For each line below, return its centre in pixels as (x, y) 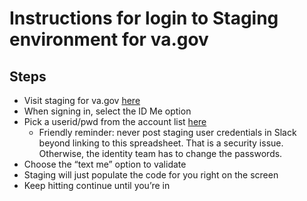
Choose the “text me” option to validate (105, 164)
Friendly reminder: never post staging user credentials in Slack (167, 132)
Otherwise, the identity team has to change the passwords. (160, 153)
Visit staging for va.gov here (82, 100)
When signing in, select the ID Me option (107, 111)
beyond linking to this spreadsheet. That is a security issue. (161, 143)
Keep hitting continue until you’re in (97, 185)
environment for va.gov (109, 39)
